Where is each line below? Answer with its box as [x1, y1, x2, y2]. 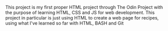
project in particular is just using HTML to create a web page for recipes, [5, 15, 159, 20]
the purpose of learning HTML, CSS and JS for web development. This [5, 9, 155, 15]
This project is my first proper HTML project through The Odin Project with [5, 4, 163, 10]
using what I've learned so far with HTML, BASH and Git [5, 20, 124, 26]
